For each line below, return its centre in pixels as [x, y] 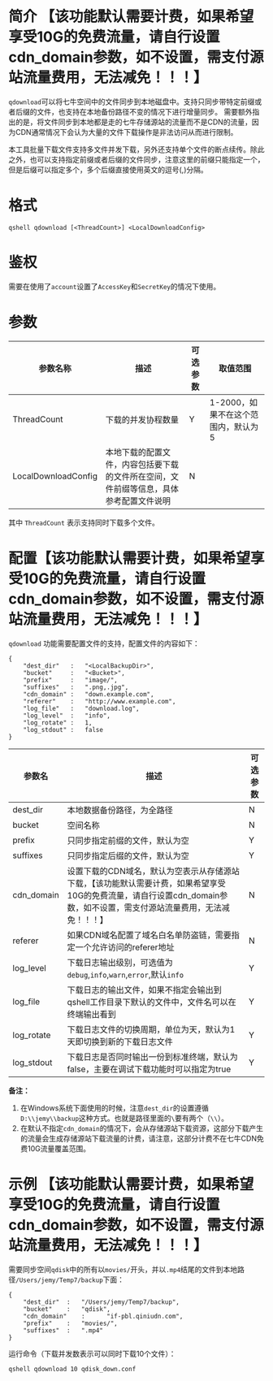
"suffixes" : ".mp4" [63, 1330]
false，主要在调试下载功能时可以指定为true [149, 1069]
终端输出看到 [91, 1014]
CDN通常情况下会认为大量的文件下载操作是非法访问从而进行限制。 [126, 132]
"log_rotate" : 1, [58, 723]
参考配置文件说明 [138, 500]
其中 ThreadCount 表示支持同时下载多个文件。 [84, 522]
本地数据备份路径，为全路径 [120, 810]
